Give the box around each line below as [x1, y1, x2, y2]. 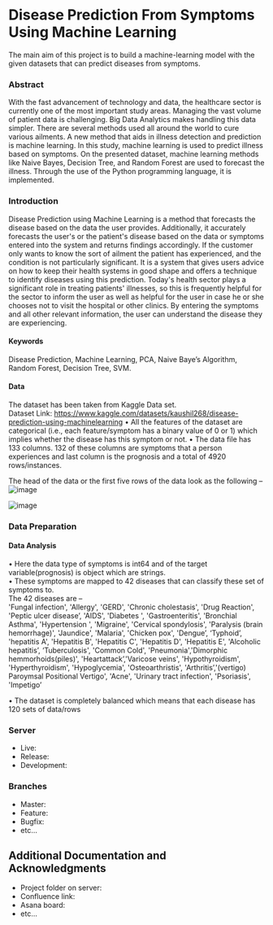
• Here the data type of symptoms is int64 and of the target [8, 559, 208, 569]
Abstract [8, 79, 45, 90]
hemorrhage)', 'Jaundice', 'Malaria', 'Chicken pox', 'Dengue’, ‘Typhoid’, [8, 628, 242, 638]
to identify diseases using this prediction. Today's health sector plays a [8, 274, 246, 284]
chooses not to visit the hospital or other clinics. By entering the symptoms [8, 300, 259, 310]
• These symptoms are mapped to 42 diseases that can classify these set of [8, 576, 264, 587]
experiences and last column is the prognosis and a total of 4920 [8, 452, 227, 461]
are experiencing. [8, 317, 67, 327]
